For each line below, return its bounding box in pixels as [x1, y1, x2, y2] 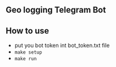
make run [14, 56, 37, 62]
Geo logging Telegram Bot [5, 5, 106, 15]
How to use [5, 26, 49, 36]
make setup [14, 49, 43, 55]
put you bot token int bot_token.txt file [14, 42, 110, 49]
